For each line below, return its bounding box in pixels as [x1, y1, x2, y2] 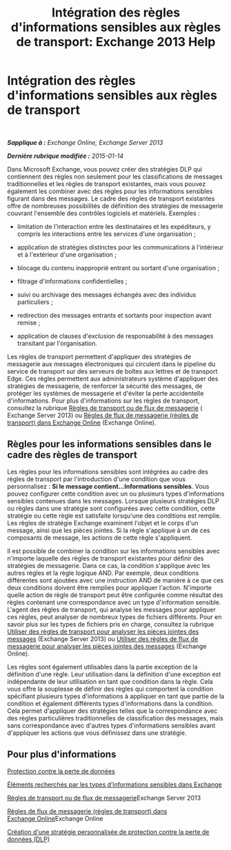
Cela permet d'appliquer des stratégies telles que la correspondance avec [7, 707, 218, 715]
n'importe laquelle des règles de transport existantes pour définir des [7, 554, 204, 563]
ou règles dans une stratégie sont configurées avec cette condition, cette [7, 504, 216, 512]
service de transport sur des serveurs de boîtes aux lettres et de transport [7, 367, 218, 375]
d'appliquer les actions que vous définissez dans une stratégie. [7, 729, 187, 737]
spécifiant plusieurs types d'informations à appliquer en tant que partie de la [7, 691, 225, 700]
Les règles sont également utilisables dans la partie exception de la [7, 662, 198, 671]
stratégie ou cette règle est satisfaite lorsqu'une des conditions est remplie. [7, 512, 222, 520]
